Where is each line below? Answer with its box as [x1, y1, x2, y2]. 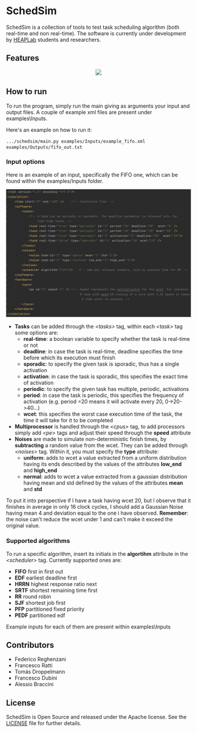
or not [23, 342, 38, 349]
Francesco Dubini [14, 674, 57, 681]
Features [6, 53, 39, 63]
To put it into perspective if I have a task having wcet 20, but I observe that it [6, 497, 191, 504]
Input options [6, 158, 45, 166]
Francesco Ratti [14, 662, 53, 669]
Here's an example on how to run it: [6, 126, 92, 133]
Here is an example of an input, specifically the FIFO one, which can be [6, 171, 178, 178]
